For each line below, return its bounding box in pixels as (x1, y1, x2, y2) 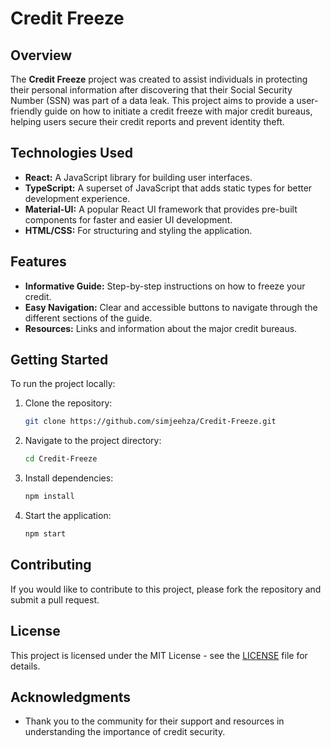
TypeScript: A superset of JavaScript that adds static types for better (24, 182, 313, 194)
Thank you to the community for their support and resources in (24, 715, 285, 727)
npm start (24, 529, 67, 539)
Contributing (10, 557, 92, 574)
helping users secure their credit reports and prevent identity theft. (10, 116, 285, 127)
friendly (10, 105, 43, 117)
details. (10, 660, 41, 672)
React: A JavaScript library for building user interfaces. (24, 171, 253, 183)
